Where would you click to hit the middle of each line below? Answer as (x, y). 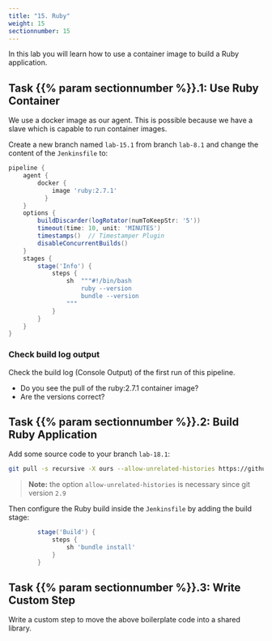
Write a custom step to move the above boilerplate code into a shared (125, 620)
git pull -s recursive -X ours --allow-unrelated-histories (112, 469)
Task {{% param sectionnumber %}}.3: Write (125, 588)
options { (40, 213)
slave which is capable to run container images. (88, 129)
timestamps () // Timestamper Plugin (101, 236)
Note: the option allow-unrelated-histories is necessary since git (139, 485)
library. (20, 628)
